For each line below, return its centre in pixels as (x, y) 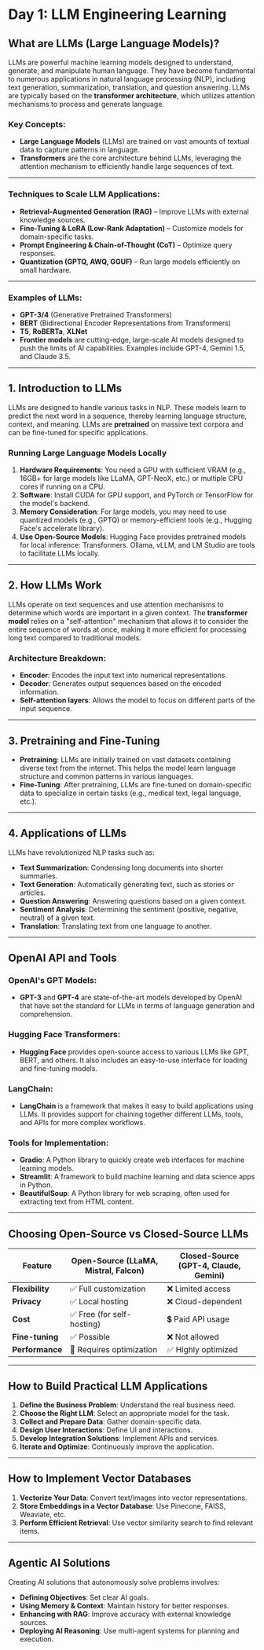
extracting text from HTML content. (77, 1202)
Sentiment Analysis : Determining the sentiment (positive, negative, (128, 909)
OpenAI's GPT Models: (53, 981)
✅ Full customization (108, 1289)
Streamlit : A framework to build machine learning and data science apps (137, 1177)
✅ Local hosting (99, 1302)
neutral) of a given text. (57, 918)
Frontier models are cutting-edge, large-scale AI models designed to (132, 339)
